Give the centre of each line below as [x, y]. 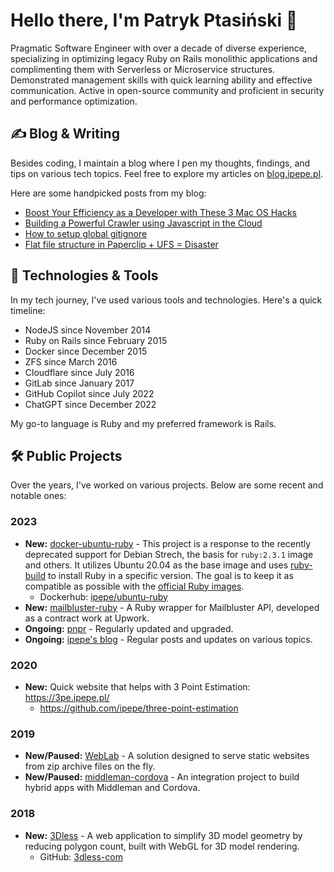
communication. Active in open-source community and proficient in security [167, 90]
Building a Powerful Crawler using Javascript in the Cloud [143, 223]
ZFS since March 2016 [71, 361]
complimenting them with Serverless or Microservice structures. [142, 69]
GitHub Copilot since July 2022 [89, 393]
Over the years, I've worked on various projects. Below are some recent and [167, 485]
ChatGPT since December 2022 [90, 404]
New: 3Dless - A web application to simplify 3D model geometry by [163, 835]
